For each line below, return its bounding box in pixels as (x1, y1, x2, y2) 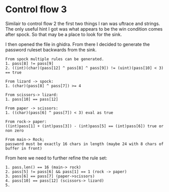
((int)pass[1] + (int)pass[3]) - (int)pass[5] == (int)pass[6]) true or (5, 124, 164, 129)
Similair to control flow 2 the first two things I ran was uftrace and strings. (5, 20, 160, 27)
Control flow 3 (5, 4, 67, 15)
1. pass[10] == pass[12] (5, 97, 58, 102)
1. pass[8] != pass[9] (5, 61, 54, 66)
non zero (5, 128, 24, 133)
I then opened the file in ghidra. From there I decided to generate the (5, 41, 150, 47)
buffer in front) (5, 146, 43, 151)
